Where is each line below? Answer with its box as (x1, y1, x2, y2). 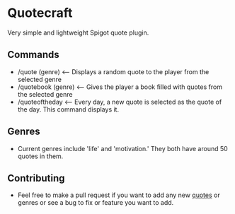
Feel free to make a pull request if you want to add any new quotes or (17, 191, 221, 199)
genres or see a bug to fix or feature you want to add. (17, 198, 174, 207)
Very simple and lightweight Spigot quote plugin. (7, 28, 149, 37)
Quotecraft (7, 5, 73, 21)
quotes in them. (17, 152, 64, 160)
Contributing (7, 172, 65, 184)
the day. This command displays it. (17, 105, 119, 114)
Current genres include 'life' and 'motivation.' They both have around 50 (17, 144, 228, 153)
